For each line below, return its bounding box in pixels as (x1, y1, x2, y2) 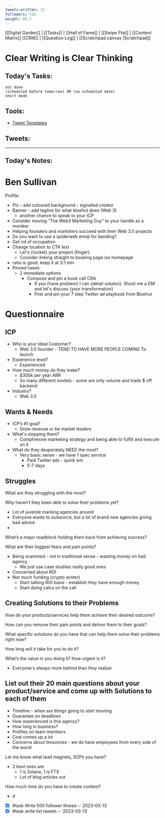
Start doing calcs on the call (19, 585, 77, 590)
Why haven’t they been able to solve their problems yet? (5, 499, 119, 505)
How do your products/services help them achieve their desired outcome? (5, 612, 156, 618)
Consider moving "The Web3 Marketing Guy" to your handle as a (12, 218, 144, 224)
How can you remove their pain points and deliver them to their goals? (5, 622, 147, 627)
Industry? (12, 388, 32, 394)
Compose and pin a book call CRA (27, 275, 96, 281)
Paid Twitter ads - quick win (27, 458, 83, 463)
